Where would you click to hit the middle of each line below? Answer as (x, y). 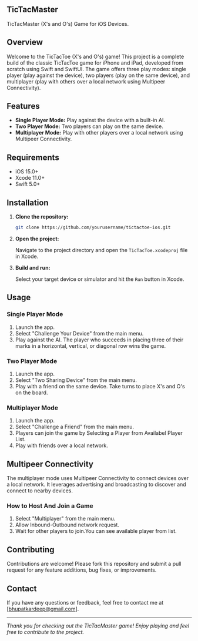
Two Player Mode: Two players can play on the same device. (89, 126)
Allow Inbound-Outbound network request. (67, 525)
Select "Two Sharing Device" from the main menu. (76, 380)
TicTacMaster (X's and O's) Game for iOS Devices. (68, 24)
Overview (25, 43)
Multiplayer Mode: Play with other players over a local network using (99, 133)
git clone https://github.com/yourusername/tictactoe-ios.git (93, 228)
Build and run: (33, 267)
